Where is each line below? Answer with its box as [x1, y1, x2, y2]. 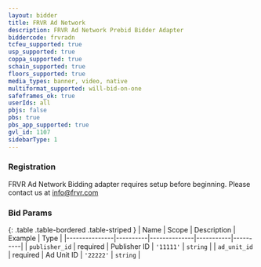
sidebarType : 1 [8, 135, 58, 144]
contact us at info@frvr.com [8, 188, 99, 197]
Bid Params [8, 207, 53, 218]
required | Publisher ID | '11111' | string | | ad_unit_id [77, 242, 253, 251]
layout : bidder [8, 11, 58, 20]
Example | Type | [8, 233, 63, 243]
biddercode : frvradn [8, 33, 76, 42]
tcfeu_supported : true [8, 41, 82, 49]
